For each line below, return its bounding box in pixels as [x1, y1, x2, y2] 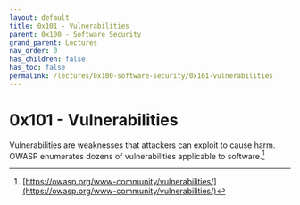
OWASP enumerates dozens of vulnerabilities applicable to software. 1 [9, 149, 265, 161]
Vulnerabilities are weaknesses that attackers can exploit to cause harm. [9, 140, 276, 150]
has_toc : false [9, 64, 66, 73]
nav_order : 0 [9, 47, 58, 56]
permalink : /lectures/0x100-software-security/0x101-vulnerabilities [9, 72, 274, 81]
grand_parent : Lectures [9, 38, 98, 47]
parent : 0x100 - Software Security [9, 30, 142, 38]
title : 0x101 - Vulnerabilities [9, 21, 129, 30]
